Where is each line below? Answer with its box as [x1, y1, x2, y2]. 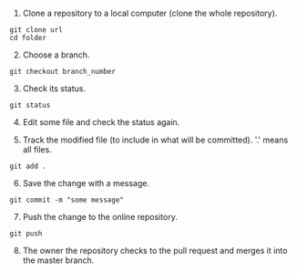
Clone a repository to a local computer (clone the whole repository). [22, 8, 278, 18]
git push [9, 229, 43, 238]
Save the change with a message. [22, 178, 150, 188]
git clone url [9, 26, 64, 35]
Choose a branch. [22, 49, 90, 60]
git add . [9, 162, 47, 171]
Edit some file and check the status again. [22, 117, 180, 127]
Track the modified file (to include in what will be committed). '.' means [22, 134, 289, 145]
